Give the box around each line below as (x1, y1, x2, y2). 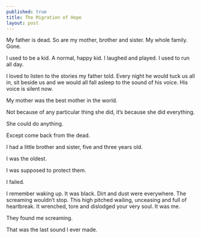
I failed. (6, 178, 25, 186)
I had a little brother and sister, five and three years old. (6, 144, 143, 151)
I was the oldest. (6, 155, 47, 162)
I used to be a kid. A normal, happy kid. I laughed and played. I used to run (6, 55, 190, 62)
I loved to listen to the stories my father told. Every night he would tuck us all (6, 73, 195, 80)
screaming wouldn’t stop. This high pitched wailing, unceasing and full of (6, 197, 187, 204)
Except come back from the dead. (6, 132, 91, 139)
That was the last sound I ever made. (6, 226, 98, 233)
